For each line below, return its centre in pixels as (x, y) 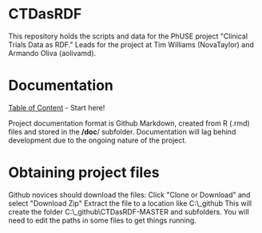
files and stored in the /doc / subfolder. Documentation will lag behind (122, 131)
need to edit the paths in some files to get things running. (103, 220)
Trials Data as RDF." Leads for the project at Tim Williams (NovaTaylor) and (131, 44)
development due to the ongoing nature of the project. (98, 140)
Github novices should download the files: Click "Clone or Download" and (129, 195)
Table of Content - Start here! (57, 107)
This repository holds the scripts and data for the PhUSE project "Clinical (128, 36)
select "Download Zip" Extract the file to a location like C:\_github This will (130, 203)
